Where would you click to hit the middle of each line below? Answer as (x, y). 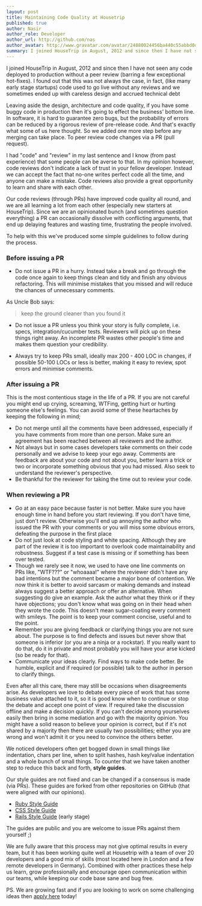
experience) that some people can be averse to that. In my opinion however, (100, 161)
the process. (22, 242)
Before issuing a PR (35, 258)
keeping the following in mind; (44, 417)
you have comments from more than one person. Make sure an (93, 435)
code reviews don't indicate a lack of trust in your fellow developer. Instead (99, 168)
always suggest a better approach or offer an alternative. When (93, 591)
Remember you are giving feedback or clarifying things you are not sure (104, 629)
